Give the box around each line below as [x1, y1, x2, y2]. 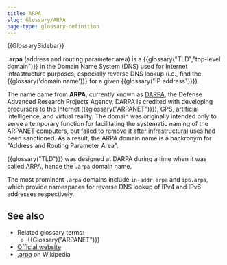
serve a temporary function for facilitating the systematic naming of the [7, 120, 209, 128]
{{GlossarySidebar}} [7, 42, 65, 50]
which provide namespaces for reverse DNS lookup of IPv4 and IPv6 [7, 183, 202, 191]
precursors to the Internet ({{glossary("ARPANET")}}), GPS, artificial [7, 105, 199, 114]
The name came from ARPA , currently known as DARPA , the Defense [7, 90, 202, 98]
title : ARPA [7, 10, 41, 17]
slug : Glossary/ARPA [7, 17, 67, 23]
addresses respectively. [7, 190, 75, 198]
